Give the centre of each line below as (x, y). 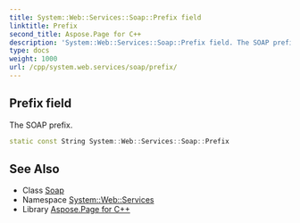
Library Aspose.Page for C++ (76, 210)
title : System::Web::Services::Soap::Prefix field (105, 17)
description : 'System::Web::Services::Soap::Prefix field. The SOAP (139, 42)
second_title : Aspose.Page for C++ (75, 34)
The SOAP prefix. (41, 125)
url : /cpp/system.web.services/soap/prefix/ (93, 68)
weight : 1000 (33, 59)
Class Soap (43, 190)
